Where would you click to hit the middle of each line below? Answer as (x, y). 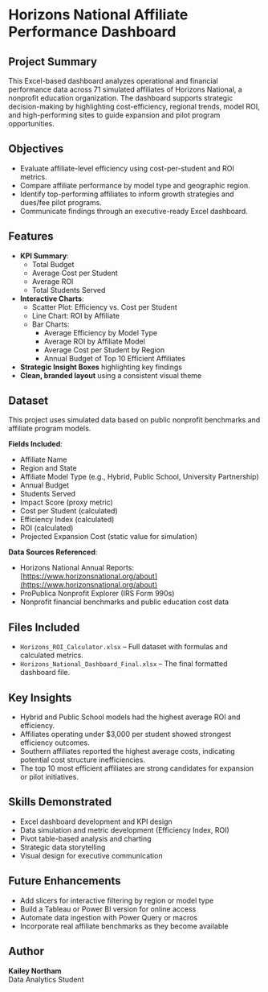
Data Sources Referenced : (53, 552)
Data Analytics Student (46, 979)
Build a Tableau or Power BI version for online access (108, 909)
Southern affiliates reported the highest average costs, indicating (127, 751)
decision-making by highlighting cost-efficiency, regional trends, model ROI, (134, 107)
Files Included (44, 627)
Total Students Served (69, 290)
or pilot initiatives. (49, 777)
